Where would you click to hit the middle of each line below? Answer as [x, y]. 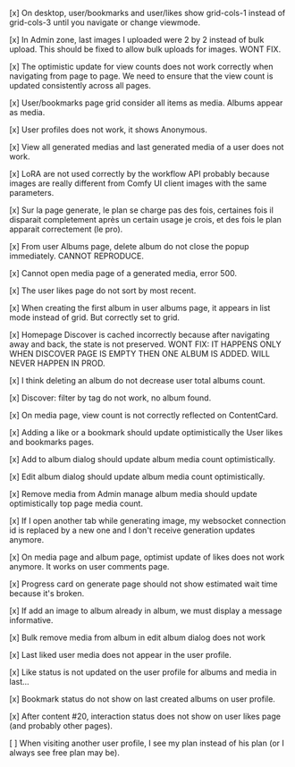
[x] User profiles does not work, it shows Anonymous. [108, 130]
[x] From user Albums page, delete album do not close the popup [129, 246]
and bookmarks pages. [52, 442]
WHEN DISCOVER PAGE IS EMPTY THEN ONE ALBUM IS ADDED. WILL [140, 354]
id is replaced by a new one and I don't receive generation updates [132, 530]
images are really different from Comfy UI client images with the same [138, 183]
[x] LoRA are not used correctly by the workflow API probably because [139, 174]
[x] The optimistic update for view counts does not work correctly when [142, 67]
